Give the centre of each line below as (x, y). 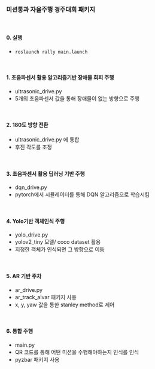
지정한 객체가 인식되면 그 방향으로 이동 (60, 250)
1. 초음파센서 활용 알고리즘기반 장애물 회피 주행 (60, 78)
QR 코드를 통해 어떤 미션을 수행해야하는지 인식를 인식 (77, 352)
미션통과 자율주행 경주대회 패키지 (51, 9)
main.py (25, 345)
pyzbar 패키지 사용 (37, 359)
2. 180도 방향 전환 (27, 125)
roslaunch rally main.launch (51, 52)
